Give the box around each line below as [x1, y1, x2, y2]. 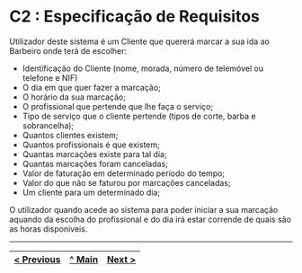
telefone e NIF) [22, 72, 78, 83]
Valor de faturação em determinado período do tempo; [22, 168, 226, 179]
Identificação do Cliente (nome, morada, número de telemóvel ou [22, 63, 263, 74]
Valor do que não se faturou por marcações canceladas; [22, 177, 231, 188]
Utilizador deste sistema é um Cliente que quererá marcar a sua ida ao [9, 36, 270, 47]
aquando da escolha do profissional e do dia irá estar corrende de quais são [9, 214, 292, 225]
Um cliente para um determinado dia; [22, 187, 160, 198]
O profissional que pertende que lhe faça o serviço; [22, 101, 214, 111]
